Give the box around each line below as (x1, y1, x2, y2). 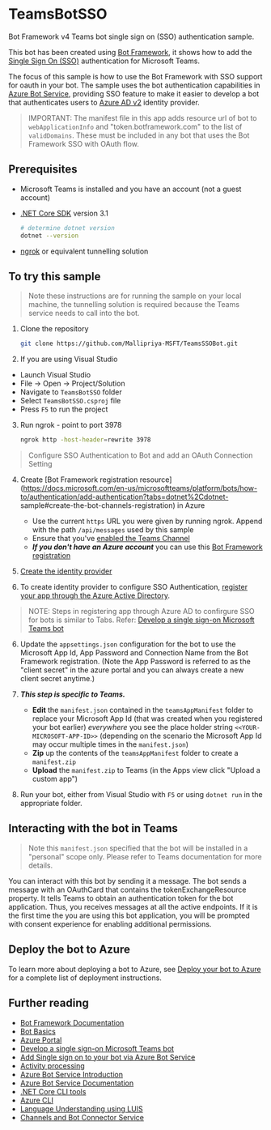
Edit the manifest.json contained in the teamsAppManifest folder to (32, 706, 253, 715)
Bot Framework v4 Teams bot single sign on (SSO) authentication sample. (8, 32, 255, 41)
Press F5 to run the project (19, 404, 108, 414)
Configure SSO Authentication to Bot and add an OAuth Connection (28, 450, 253, 460)
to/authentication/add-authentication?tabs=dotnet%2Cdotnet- (19, 492, 229, 502)
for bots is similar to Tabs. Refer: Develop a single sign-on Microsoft (28, 615, 255, 625)
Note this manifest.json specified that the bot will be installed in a (28, 843, 248, 853)
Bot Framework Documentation (19, 1017, 125, 1027)
